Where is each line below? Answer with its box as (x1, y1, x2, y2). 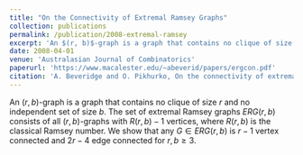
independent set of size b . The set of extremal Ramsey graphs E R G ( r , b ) (9, 105, 276, 117)
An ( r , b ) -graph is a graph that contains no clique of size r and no (9, 96, 251, 107)
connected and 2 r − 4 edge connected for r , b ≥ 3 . (9, 134, 197, 145)
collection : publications (9, 22, 106, 31)
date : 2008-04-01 (9, 47, 75, 56)
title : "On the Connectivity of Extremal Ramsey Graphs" (9, 13, 228, 23)
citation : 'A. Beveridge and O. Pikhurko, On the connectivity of (9, 72, 264, 81)
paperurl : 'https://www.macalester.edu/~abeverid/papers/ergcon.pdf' (9, 64, 277, 73)
